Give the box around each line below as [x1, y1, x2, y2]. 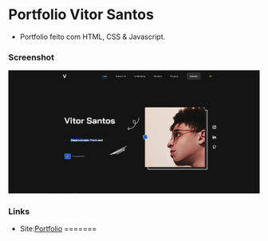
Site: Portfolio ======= [19, 224, 97, 234]
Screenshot [8, 52, 54, 63]
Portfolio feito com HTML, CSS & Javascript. [19, 32, 166, 41]
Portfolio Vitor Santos [8, 6, 154, 24]
